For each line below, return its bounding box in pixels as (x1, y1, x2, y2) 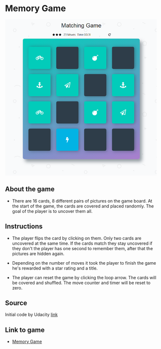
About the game (5, 185, 55, 193)
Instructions (5, 222, 43, 231)
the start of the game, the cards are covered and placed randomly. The (12, 203, 154, 209)
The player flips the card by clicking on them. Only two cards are (12, 235, 142, 241)
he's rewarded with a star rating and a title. (12, 265, 98, 271)
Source (5, 299, 28, 307)
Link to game (5, 326, 45, 334)
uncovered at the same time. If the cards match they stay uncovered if (12, 240, 153, 246)
